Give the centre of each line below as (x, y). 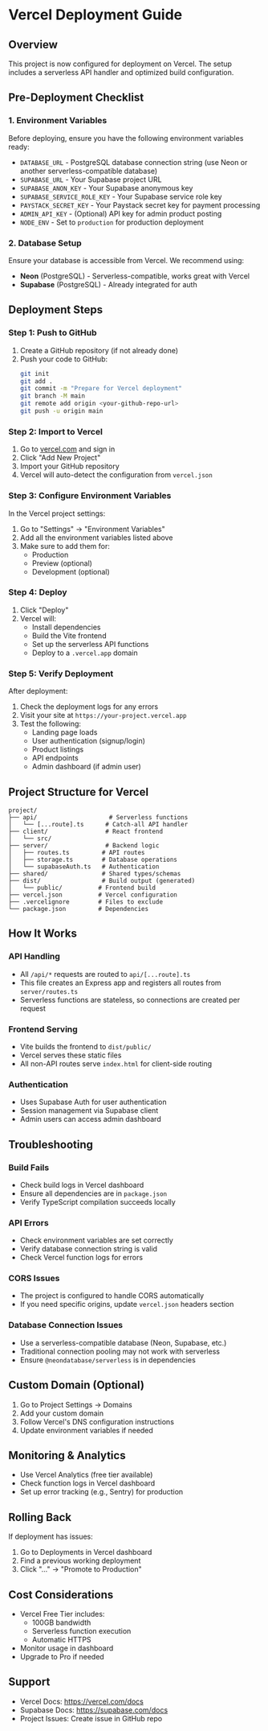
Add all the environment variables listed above (96, 538)
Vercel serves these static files (71, 1055)
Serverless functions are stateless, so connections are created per (130, 999)
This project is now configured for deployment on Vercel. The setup (120, 64)
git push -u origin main (61, 411)
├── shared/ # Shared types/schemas (95, 874)
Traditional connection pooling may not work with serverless (120, 1351)
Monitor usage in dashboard (67, 1648)
